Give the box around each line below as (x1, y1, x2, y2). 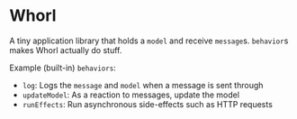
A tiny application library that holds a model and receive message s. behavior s (9, 35, 289, 46)
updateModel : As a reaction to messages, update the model (22, 89, 240, 100)
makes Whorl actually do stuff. (9, 44, 122, 55)
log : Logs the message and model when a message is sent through (22, 79, 264, 90)
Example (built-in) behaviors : (9, 62, 117, 73)
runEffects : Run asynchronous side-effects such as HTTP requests (22, 98, 273, 109)
